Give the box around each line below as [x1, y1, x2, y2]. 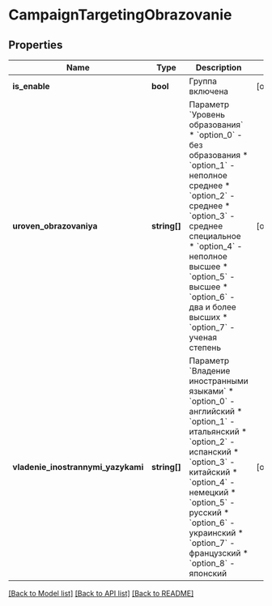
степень [189, 342, 221, 353]
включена [189, 86, 229, 96]
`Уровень [189, 109, 225, 120]
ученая [189, 332, 217, 343]
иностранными [189, 375, 249, 386]
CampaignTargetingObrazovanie [8, 6, 232, 24]
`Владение [189, 365, 231, 376]
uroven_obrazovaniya [12, 220, 98, 232]
